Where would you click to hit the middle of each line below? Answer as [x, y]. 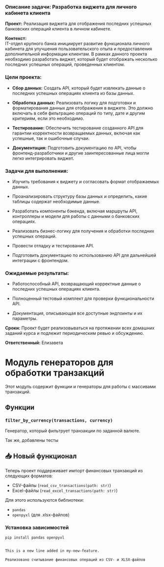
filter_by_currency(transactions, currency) [59, 420]
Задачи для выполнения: [37, 171]
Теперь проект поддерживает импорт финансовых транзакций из [74, 470]
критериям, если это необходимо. [48, 118]
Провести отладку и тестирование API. [53, 245]
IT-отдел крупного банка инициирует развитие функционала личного [78, 44]
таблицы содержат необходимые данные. [56, 201]
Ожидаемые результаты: [37, 273]
